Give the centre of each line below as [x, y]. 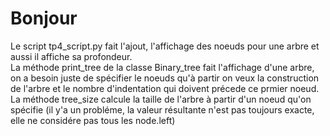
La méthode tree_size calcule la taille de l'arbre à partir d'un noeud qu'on [161, 99]
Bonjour [44, 18]
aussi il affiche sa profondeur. [71, 56]
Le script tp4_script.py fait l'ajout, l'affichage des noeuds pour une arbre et [165, 46]
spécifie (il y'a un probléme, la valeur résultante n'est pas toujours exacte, [162, 109]
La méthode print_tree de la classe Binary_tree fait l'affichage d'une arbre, [162, 67]
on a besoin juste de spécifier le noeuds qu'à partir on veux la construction [165, 78]
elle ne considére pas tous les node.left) [93, 120]
